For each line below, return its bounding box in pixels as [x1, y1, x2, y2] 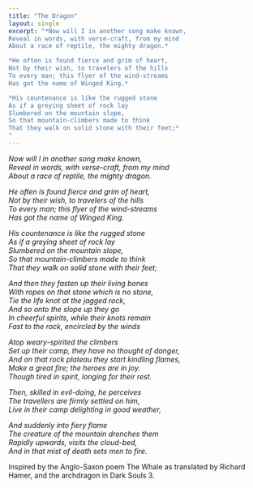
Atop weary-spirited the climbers [8, 337, 119, 347]
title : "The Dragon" [8, 11, 79, 20]
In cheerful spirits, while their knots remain [8, 313, 152, 323]
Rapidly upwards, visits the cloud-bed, [8, 437, 138, 447]
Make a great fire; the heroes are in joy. [8, 362, 140, 373]
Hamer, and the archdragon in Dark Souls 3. [8, 470, 156, 480]
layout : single [8, 19, 60, 28]
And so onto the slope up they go [8, 304, 120, 314]
